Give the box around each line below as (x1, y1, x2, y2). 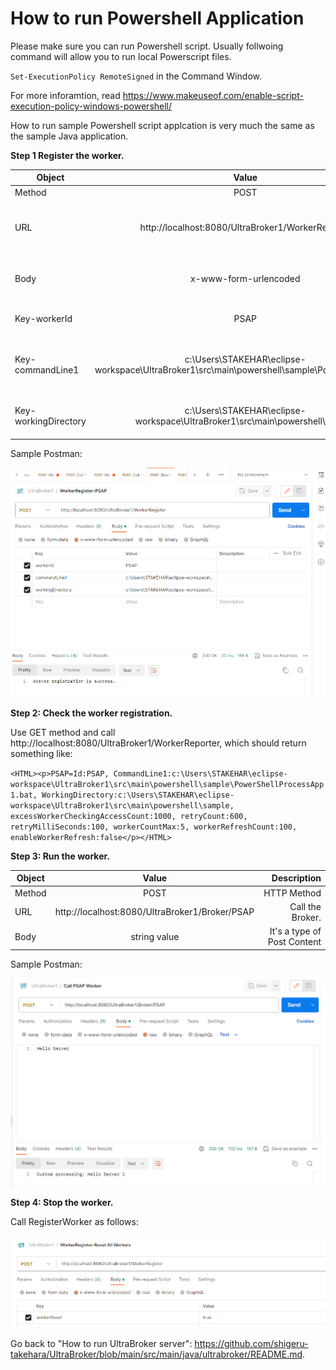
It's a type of (269, 925, 322, 937)
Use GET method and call (10, 726, 116, 738)
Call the (289, 900, 322, 912)
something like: (10, 747, 73, 759)
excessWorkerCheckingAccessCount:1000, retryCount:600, (10, 811, 248, 821)
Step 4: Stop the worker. (10, 1197, 114, 1209)
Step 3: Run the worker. (10, 850, 111, 862)
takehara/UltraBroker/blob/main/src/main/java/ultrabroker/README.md (10, 1348, 303, 1360)
